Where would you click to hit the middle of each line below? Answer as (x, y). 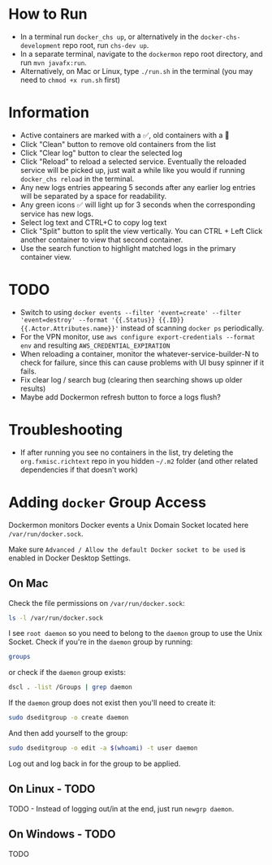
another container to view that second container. (101, 240)
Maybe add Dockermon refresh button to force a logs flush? (120, 397)
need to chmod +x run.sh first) (70, 80)
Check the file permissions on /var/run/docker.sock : (97, 603)
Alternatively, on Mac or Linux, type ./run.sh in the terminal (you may (136, 71)
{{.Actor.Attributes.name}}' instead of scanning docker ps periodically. (142, 328)
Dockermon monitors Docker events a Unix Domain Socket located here (129, 525)
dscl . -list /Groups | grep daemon (70, 687)
